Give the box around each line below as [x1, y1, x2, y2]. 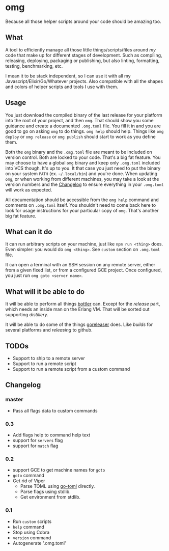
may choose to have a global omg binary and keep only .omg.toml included [5, 159, 160, 166]
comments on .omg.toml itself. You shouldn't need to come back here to [5, 202, 156, 208]
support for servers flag [12, 437, 63, 443]
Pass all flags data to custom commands [12, 407, 98, 414]
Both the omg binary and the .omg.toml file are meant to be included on [5, 149, 153, 155]
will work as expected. [5, 186, 52, 192]
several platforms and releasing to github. [5, 327, 93, 333]
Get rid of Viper [12, 478, 45, 484]
